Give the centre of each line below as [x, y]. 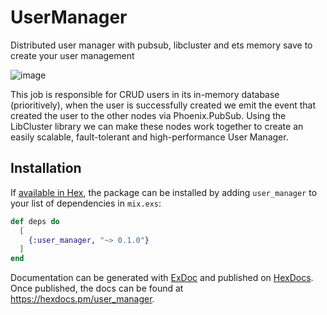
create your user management [72, 55]
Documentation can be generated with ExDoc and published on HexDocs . [162, 278]
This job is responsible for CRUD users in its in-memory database [145, 94]
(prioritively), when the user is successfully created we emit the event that [163, 105]
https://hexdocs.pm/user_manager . [82, 299]
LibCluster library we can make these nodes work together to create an [157, 126]
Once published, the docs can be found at [97, 288]
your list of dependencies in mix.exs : [86, 203]
